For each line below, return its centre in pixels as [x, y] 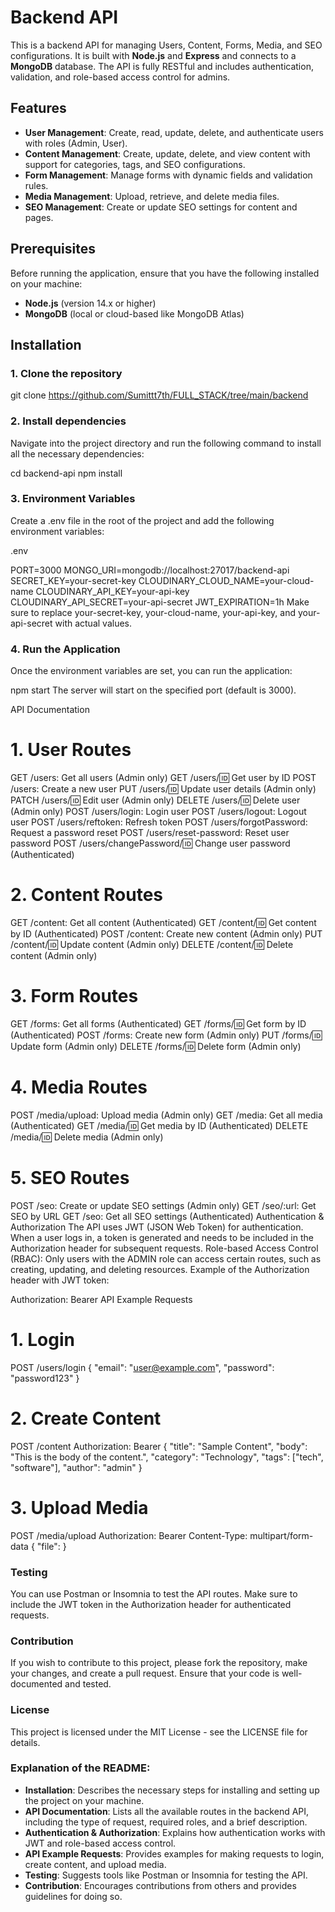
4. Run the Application [65, 649]
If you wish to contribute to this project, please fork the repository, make [159, 1663]
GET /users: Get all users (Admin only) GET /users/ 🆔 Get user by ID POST [163, 778]
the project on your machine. [84, 1800]
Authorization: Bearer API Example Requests [101, 1299]
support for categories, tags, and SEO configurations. [135, 164]
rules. [36, 185]
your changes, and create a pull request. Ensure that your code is [145, 1673]
